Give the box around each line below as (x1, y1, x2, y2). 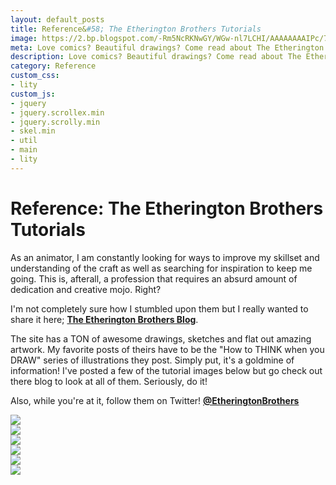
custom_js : (10, 89, 56, 99)
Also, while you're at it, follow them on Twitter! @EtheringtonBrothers (10, 394, 300, 406)
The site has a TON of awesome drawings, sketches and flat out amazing (10, 332, 312, 345)
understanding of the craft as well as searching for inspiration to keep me (10, 262, 313, 274)
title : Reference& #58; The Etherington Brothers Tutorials (10, 24, 262, 34)
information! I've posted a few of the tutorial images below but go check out (10, 364, 323, 376)
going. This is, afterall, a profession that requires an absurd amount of (10, 272, 298, 285)
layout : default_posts (10, 14, 105, 25)
